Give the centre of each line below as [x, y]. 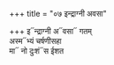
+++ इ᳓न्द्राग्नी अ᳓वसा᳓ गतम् [51, 31]
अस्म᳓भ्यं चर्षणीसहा [35, 41]
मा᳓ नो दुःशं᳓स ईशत [37, 51]
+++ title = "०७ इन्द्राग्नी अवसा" [58, 14]
